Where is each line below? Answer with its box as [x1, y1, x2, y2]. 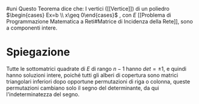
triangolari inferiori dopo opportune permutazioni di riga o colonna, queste [6, 78, 191, 85]
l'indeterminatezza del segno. [6, 90, 80, 98]
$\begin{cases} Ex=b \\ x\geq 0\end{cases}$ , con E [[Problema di [6, 11, 171, 19]
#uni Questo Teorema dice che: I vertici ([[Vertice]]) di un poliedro [6, 5, 170, 12]
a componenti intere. [6, 24, 58, 31]
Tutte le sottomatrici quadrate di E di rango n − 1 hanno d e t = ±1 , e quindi [6, 65, 186, 72]
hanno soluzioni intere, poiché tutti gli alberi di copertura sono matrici [6, 72, 179, 79]
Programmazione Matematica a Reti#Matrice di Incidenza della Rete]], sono [6, 18, 194, 25]
